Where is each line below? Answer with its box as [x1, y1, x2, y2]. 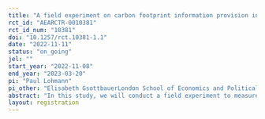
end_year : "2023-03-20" [8, 70, 87, 78]
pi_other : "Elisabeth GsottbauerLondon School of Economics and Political [8, 84, 259, 92]
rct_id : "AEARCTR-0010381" [8, 19, 97, 27]
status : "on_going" [8, 48, 73, 56]
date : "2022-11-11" [8, 41, 73, 49]
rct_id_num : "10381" [8, 26, 77, 34]
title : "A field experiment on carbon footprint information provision [8, 11, 248, 20]
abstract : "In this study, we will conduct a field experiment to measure [8, 92, 259, 99]
